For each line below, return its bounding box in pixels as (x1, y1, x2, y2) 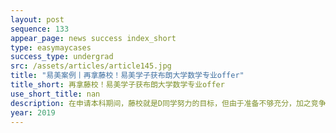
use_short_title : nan (10, 89, 101, 99)
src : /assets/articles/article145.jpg (10, 61, 172, 71)
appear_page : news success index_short (10, 33, 177, 43)
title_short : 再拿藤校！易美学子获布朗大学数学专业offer (10, 80, 225, 90)
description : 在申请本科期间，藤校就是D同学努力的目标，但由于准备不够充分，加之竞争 (10, 98, 327, 108)
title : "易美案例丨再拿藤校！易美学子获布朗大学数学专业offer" (10, 71, 245, 81)
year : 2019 (10, 107, 56, 118)
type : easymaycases (10, 42, 92, 53)
